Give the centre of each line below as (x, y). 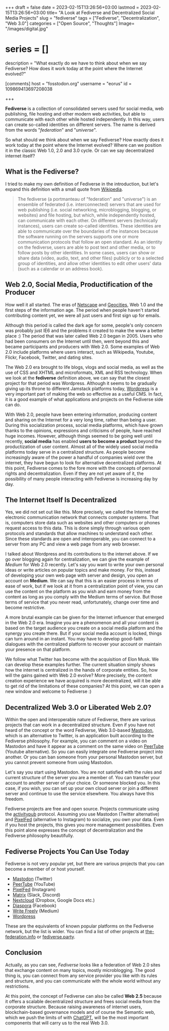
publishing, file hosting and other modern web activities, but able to (75, 114)
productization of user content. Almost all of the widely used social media (82, 447)
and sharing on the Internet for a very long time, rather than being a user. (81, 420)
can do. (13, 404)
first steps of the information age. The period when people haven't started (82, 310)
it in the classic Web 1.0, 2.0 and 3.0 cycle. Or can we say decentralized (79, 150)
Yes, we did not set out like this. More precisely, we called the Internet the (82, 512)
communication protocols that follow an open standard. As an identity (90, 242)
